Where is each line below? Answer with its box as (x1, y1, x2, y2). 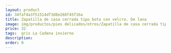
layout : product (5, 7, 40, 13)
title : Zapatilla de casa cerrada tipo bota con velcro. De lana (5, 17, 147, 22)
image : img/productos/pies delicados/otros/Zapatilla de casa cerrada (5, 21, 158, 27)
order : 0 (5, 40, 24, 45)
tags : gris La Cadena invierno (5, 31, 74, 36)
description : (5, 36, 33, 41)
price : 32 (5, 26, 26, 31)
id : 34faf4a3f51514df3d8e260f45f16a (5, 12, 83, 17)
